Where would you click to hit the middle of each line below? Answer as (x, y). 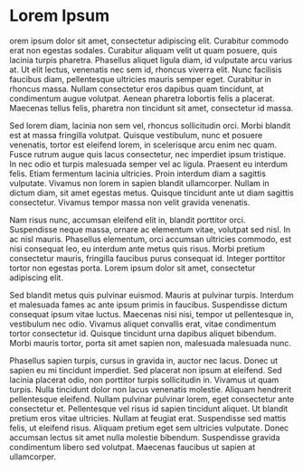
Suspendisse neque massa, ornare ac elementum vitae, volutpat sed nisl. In (150, 229)
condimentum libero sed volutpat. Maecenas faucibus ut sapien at (133, 447)
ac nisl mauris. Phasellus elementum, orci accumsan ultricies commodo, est (151, 239)
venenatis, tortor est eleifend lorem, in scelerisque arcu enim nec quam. (143, 145)
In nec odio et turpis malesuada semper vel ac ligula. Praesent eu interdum (148, 164)
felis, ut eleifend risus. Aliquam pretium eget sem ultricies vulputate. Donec (149, 428)
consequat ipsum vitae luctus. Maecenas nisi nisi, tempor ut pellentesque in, (151, 314)
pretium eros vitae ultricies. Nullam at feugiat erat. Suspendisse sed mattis (148, 418)
